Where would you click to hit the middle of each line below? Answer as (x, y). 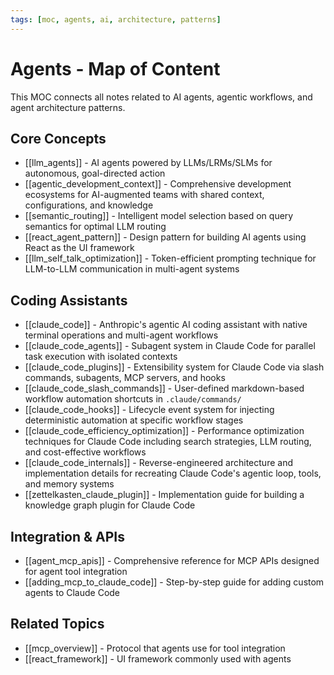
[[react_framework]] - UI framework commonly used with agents (158, 658)
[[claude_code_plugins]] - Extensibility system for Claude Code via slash (174, 367)
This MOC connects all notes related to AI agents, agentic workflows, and (161, 97)
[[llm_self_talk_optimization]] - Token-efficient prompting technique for (170, 258)
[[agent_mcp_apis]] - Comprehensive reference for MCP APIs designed (172, 560)
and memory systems (69, 484)
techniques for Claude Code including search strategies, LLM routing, (168, 442)
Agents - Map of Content (115, 68)
